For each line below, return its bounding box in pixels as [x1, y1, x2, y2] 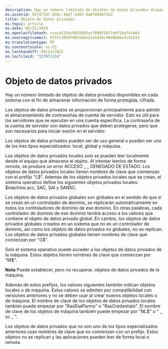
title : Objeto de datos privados [5, 16, 75, 21]
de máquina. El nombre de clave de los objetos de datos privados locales [5, 298, 156, 304]
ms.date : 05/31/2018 [5, 26, 48, 31]
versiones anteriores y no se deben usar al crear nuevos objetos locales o [5, 292, 157, 298]
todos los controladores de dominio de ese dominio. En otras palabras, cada [5, 205, 162, 211]
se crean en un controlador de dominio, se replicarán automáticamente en [5, 199, 158, 205]
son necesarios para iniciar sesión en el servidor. [5, 128, 106, 134]
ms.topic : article [5, 21, 43, 26]
